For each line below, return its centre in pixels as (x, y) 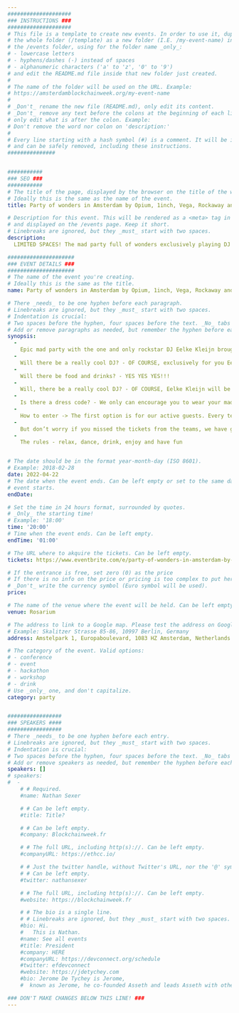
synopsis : (22, 336)
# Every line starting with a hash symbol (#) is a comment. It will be (117, 140)
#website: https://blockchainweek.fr (76, 900)
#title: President (47, 945)
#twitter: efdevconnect (55, 965)
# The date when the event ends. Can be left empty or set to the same (116, 481)
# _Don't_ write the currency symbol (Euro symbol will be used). (108, 586)
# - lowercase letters (41, 54)
